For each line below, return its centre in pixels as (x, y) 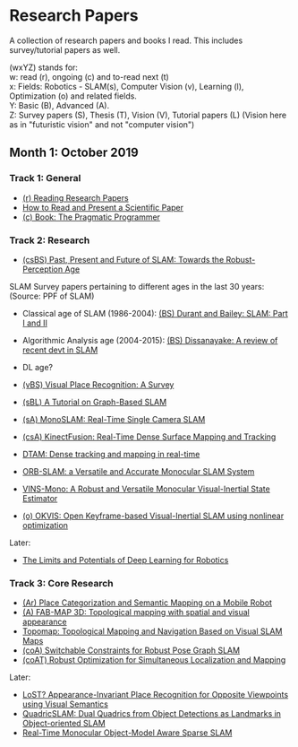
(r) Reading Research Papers (75, 197)
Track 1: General (45, 178)
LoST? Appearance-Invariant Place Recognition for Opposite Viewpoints (155, 695)
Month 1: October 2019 (74, 153)
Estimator (40, 498)
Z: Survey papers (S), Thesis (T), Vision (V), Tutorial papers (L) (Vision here (148, 115)
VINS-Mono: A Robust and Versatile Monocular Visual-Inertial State (146, 489)
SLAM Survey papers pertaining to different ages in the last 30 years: (137, 286)
